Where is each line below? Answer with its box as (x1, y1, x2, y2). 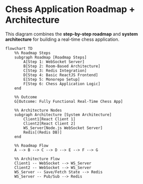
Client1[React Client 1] (23, 116, 76, 121)
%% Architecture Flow (14, 156, 60, 161)
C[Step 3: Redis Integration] (23, 68, 87, 73)
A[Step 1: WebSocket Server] (23, 59, 85, 64)
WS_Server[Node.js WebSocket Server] (23, 125, 103, 131)
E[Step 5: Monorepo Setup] (23, 77, 80, 82)
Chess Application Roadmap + (5, 4, 135, 15)
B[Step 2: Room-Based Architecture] (23, 64, 101, 69)
